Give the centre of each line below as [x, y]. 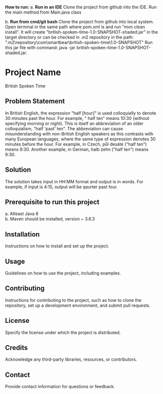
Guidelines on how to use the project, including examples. [63, 273]
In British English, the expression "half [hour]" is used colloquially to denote [81, 113]
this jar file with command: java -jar [40, 48]
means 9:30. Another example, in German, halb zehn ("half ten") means [77, 149]
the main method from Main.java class [43, 12]
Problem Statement [35, 101]
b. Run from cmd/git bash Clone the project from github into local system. [80, 22]
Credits [17, 348]
